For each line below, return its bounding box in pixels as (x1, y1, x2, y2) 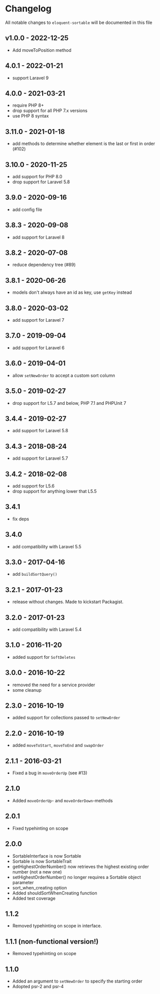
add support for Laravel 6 (12, 345, 65, 351)
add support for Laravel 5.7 (12, 455, 68, 461)
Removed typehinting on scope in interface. (12, 923, 102, 929)
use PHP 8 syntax (12, 113, 49, 119)
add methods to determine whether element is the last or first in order (12, 140, 156, 147)
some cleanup (12, 687, 42, 693)
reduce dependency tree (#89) (12, 262, 76, 268)
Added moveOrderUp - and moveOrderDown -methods (12, 797, 113, 803)
